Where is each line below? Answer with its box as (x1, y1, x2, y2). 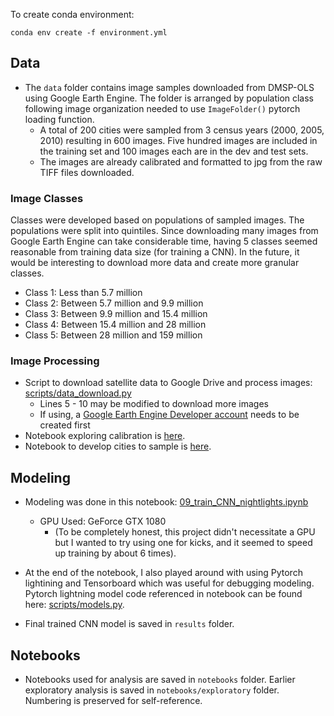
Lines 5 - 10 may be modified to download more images (39, 398, 269, 410)
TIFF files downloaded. (39, 166, 135, 178)
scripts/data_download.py (24, 387, 132, 399)
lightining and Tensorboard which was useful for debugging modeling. (24, 577, 315, 589)
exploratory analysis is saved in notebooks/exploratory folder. (24, 684, 280, 696)
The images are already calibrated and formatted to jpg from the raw (39, 155, 323, 168)
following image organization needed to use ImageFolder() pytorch (24, 102, 301, 114)
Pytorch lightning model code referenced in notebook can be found (24, 588, 303, 600)
